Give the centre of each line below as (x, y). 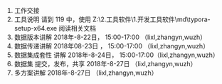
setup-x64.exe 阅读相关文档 (55, 28)
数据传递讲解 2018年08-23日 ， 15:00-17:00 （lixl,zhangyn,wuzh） (112, 46)
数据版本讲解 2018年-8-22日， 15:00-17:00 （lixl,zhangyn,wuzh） (110, 37)
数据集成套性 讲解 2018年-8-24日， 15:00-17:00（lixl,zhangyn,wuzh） (116, 55)
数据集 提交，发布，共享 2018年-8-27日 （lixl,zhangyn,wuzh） (105, 64)
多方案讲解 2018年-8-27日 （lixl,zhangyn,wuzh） (86, 73)
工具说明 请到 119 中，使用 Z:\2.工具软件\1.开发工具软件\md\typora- (112, 19)
